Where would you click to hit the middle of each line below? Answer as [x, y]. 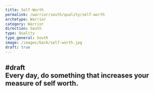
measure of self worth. [42, 83]
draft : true [18, 47]
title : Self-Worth [24, 10]
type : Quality [20, 33]
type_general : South [27, 38]
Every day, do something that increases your [77, 76]
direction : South [23, 29]
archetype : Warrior [26, 19]
